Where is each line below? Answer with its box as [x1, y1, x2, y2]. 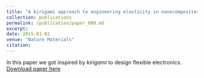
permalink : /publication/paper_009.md [6, 20, 104, 26]
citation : [6, 43, 32, 49]
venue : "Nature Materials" [6, 37, 75, 43]
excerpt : [6, 25, 29, 32]
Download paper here [6, 65, 61, 72]
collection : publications [6, 14, 72, 20]
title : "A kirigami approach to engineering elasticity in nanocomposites [6, 8, 200, 15]
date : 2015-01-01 [6, 31, 50, 37]
